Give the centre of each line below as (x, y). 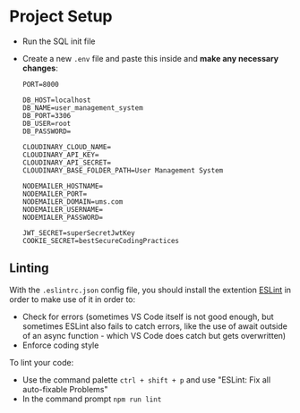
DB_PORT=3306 (47, 115)
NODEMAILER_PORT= (55, 194)
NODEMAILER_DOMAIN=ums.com (73, 202)
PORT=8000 (41, 84)
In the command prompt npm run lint (92, 399)
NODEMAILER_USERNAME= (62, 209)
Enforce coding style (60, 345)
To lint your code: (42, 362)
